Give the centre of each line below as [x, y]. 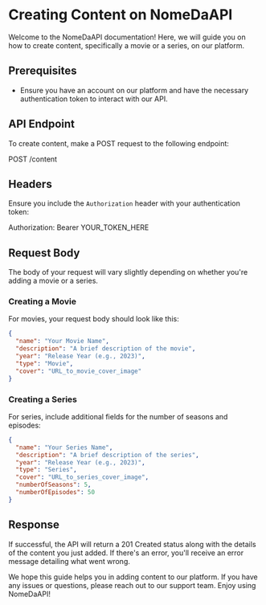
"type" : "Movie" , [45, 363]
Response [34, 525]
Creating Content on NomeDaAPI [121, 15]
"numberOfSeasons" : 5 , [53, 485]
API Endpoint [41, 124]
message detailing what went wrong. [70, 561]
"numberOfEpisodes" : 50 [55, 493]
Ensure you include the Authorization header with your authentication [125, 203]
